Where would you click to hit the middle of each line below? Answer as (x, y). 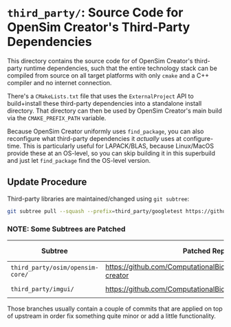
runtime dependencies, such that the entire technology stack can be (121, 68)
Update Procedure (47, 182)
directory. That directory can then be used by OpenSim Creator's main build (114, 111)
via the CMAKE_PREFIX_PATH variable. (57, 117)
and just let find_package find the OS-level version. (79, 160)
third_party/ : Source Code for (95, 13)
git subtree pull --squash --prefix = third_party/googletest (95, 211)
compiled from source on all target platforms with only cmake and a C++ (108, 75)
